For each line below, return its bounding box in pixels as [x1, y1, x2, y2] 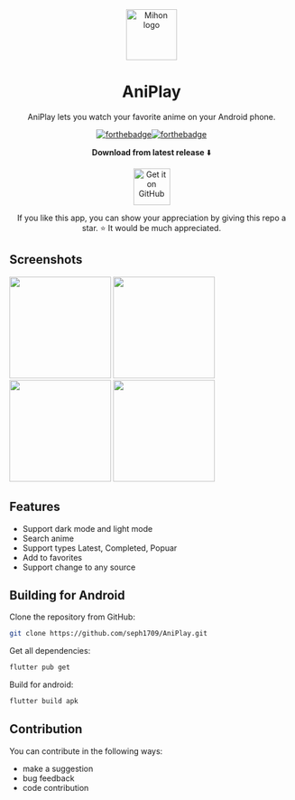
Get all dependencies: [9, 646, 91, 656]
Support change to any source [22, 562, 136, 572]
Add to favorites [22, 552, 83, 563]
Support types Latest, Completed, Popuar [22, 542, 178, 553]
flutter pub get [9, 663, 70, 672]
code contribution [22, 782, 89, 793]
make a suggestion [22, 763, 94, 774]
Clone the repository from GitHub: [9, 611, 135, 622]
